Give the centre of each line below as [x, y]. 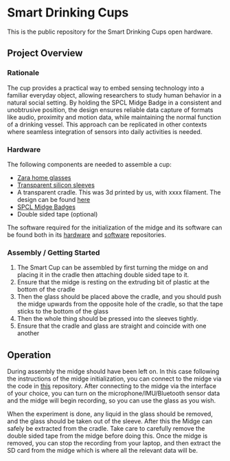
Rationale [23, 73]
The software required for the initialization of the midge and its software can [115, 227]
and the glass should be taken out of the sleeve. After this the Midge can [110, 421]
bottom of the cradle [46, 289]
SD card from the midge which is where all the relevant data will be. [103, 451]
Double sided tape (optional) [57, 214]
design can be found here [54, 199]
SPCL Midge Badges [46, 207]
